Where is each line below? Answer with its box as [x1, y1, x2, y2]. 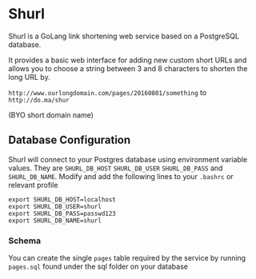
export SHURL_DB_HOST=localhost [8, 195, 116, 204]
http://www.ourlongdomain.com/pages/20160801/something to [8, 87, 207, 97]
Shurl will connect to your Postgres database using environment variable [8, 154, 248, 164]
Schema [8, 235, 42, 246]
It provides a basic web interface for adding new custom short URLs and [8, 55, 247, 65]
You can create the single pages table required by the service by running [8, 253, 246, 263]
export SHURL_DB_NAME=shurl [8, 217, 102, 225]
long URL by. [8, 72, 50, 82]
